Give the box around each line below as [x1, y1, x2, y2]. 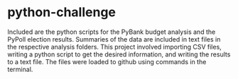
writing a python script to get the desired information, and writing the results [7, 50, 231, 59]
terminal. [7, 65, 33, 73]
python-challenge [7, 4, 116, 20]
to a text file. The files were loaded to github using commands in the [7, 57, 207, 66]
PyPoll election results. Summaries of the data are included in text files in [7, 35, 221, 43]
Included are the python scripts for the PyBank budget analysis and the [7, 28, 216, 36]
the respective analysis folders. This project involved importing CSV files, [7, 42, 222, 51]
